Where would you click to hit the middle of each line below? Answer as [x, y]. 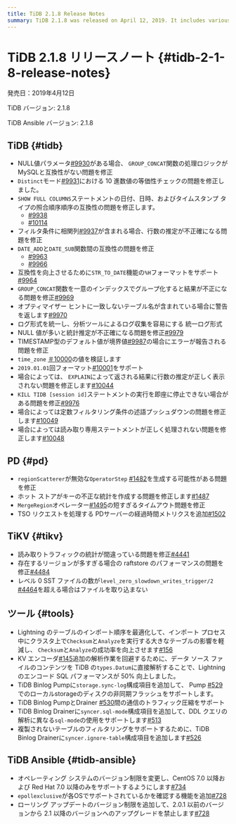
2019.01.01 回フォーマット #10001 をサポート [80, 368]
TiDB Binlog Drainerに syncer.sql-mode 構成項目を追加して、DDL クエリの [123, 711]
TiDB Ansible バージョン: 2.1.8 [50, 123]
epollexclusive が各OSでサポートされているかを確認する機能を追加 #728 [122, 795]
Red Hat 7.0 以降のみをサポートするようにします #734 [109, 787]
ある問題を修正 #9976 [48, 403]
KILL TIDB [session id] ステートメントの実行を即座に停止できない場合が [123, 394]
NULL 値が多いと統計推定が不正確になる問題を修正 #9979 [100, 333]
